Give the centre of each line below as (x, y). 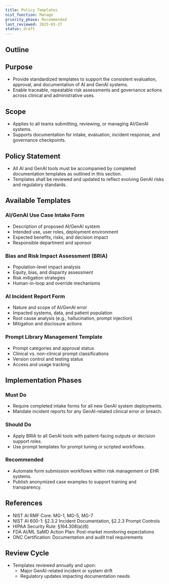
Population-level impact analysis (46, 267)
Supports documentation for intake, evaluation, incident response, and (86, 135)
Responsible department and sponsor (52, 242)
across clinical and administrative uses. (54, 95)
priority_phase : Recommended (36, 19)
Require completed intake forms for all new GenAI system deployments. (88, 406)
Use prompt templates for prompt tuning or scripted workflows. (79, 446)
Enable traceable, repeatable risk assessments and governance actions (87, 90)
